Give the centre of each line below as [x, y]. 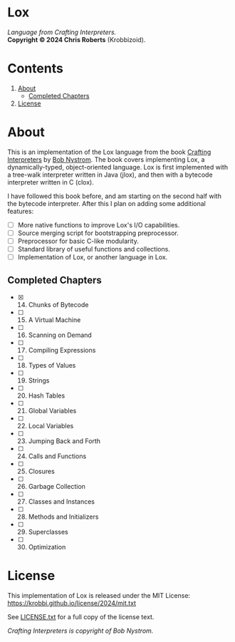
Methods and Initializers [63, 517]
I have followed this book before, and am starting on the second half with [115, 196]
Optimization [47, 547]
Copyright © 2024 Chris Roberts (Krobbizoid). [77, 39]
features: [21, 211]
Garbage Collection [57, 486]
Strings [39, 380]
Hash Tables [47, 395]
